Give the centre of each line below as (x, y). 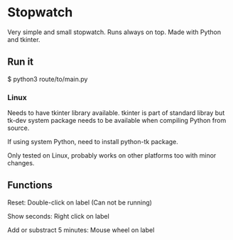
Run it (21, 62)
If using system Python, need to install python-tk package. (93, 142)
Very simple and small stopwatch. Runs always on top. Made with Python (114, 32)
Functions (30, 185)
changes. (21, 163)
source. (18, 128)
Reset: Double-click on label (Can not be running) (80, 202)
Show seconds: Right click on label (59, 216)
